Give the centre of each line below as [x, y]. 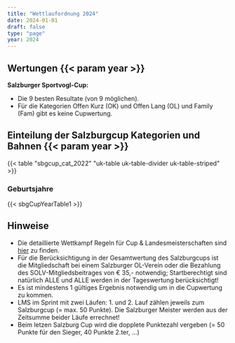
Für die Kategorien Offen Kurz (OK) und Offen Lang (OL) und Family [115, 106]
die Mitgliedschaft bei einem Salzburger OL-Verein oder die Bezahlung [119, 265]
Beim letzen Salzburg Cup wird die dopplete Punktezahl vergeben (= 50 [121, 324]
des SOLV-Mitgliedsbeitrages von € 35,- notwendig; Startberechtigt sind [122, 272]
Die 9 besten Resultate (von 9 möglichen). [78, 98]
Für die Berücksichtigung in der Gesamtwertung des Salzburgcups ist [118, 258]
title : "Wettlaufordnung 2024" [53, 14]
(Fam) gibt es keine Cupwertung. [65, 113]
